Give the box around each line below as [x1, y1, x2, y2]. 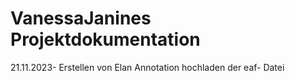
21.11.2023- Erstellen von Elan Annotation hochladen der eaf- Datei [10, 61, 285, 73]
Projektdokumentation [10, 28, 201, 51]
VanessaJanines [10, 7, 152, 30]
